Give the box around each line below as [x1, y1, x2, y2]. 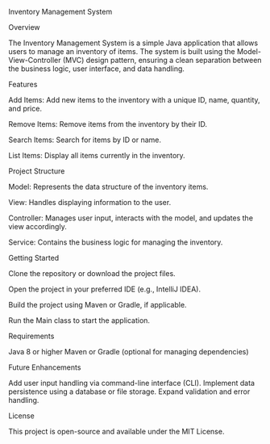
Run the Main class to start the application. [8, 316, 151, 325]
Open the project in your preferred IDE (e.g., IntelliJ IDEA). [8, 284, 201, 294]
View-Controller [8, 56, 61, 65]
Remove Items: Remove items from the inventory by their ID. [8, 119, 208, 128]
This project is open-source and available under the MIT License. [8, 427, 225, 436]
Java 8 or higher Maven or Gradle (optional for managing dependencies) [8, 347, 249, 356]
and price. [8, 104, 43, 113]
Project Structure [8, 166, 65, 176]
